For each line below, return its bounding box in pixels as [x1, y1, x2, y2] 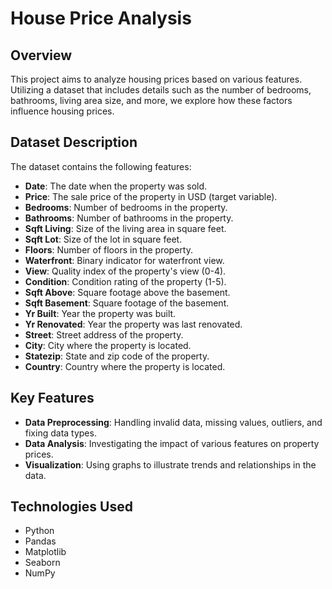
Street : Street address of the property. [24, 328, 184, 341]
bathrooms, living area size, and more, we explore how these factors [10, 95, 293, 106]
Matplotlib [24, 546, 67, 558]
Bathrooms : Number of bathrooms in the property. [24, 212, 234, 224]
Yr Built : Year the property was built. [24, 307, 177, 319]
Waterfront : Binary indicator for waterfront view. [24, 254, 225, 266]
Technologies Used [10, 498, 133, 516]
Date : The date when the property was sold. [24, 180, 208, 192]
